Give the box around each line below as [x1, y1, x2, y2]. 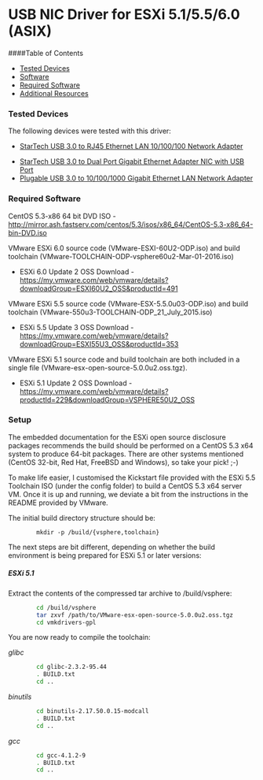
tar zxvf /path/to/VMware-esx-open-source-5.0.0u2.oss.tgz [36, 611, 234, 619]
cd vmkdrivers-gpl [36, 618, 97, 626]
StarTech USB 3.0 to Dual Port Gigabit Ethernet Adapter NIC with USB [19, 157, 245, 166]
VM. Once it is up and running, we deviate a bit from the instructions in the [8, 489, 249, 499]
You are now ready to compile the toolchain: [8, 633, 151, 642]
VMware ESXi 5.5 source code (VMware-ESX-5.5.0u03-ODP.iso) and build [8, 299, 249, 308]
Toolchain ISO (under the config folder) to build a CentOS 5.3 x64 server [8, 481, 243, 490]
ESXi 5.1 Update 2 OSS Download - [19, 378, 133, 388]
